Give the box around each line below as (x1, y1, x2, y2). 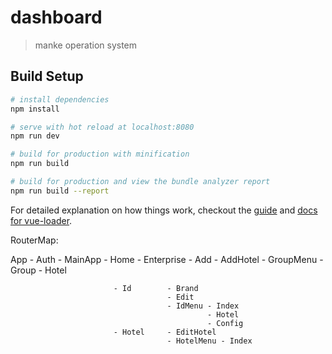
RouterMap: (10, 234, 59, 246)
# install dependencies (10, 94, 110, 105)
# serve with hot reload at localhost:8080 (10, 122, 195, 132)
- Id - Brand (113, 283, 199, 293)
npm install (10, 104, 60, 114)
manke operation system (34, 39, 138, 51)
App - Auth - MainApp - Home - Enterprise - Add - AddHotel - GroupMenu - (10, 253, 324, 265)
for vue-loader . (10, 214, 73, 226)
